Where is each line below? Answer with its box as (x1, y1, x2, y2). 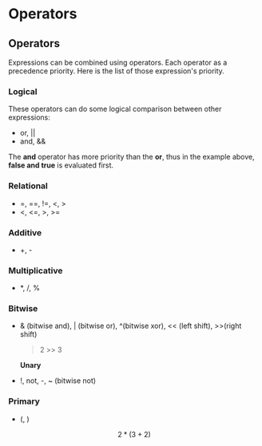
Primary (8, 396, 40, 407)
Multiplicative (8, 265, 63, 276)
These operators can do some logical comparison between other (8, 105, 222, 114)
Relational (8, 180, 48, 191)
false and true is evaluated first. (8, 160, 114, 170)
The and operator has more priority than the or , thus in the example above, (8, 152, 256, 162)
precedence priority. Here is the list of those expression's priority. (8, 66, 225, 76)
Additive (8, 227, 42, 238)
